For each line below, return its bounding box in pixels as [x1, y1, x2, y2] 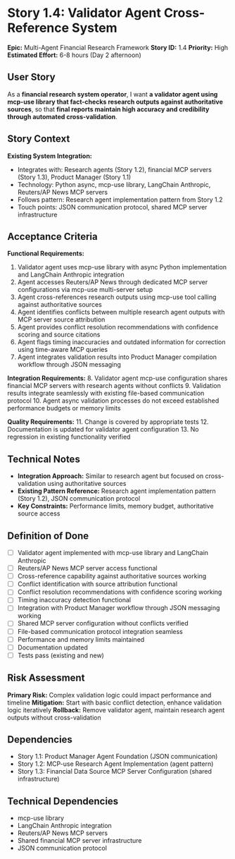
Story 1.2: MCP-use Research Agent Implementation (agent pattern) [17, 760, 214, 768]
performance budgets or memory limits [7, 404, 121, 413]
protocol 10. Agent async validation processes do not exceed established [7, 396, 220, 405]
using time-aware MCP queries [17, 346, 108, 354]
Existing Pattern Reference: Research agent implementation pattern [17, 487, 216, 495]
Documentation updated [17, 643, 88, 652]
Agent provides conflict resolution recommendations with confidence [17, 323, 219, 331]
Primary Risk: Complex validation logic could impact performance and [7, 690, 212, 699]
